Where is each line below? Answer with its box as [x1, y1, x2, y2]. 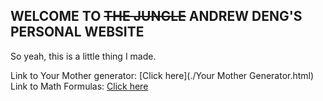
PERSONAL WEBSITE [10, 24, 145, 41]
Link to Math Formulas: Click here [10, 80, 149, 92]
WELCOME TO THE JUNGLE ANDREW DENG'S [10, 8, 303, 25]
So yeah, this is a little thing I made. [10, 50, 157, 62]
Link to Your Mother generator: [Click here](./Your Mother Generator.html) [10, 69, 315, 81]
